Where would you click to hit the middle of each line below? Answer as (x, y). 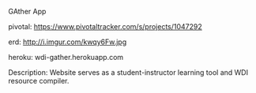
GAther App (27, 11)
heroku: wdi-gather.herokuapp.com (66, 57)
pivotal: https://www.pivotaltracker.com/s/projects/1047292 (105, 26)
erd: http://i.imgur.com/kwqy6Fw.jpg (68, 42)
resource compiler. (39, 81)
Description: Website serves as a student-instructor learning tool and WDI (128, 73)
